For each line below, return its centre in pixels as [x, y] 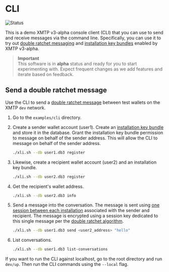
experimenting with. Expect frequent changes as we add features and [90, 69]
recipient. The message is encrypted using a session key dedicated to [85, 216]
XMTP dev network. [25, 108]
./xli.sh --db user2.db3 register [49, 177]
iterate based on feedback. [46, 74]
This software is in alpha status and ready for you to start [77, 63]
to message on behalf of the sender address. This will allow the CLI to [85, 138]
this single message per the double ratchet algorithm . [68, 221]
